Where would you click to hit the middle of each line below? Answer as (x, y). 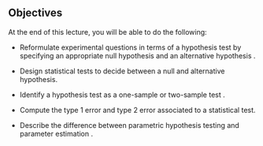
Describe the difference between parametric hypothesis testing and (130, 125)
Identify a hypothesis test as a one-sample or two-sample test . (122, 95)
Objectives (35, 13)
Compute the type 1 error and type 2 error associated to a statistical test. (137, 110)
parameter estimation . (56, 133)
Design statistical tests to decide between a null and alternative (122, 71)
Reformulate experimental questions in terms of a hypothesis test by (130, 47)
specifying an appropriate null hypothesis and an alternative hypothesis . (137, 55)
